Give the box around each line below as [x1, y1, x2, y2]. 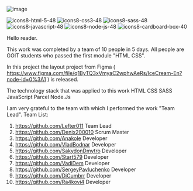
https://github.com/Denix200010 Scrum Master [15, 129, 129, 135]
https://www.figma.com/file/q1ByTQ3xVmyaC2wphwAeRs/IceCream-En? [6, 70, 182, 76]
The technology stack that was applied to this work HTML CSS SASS [6, 87, 173, 94]
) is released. [47, 76, 78, 83]
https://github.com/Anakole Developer [15, 135, 108, 142]
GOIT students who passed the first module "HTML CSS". [6, 52, 146, 59]
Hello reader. [6, 35, 38, 41]
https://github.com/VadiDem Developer [15, 160, 110, 166]
